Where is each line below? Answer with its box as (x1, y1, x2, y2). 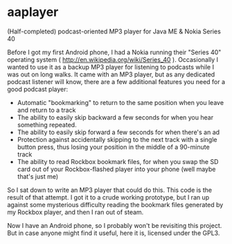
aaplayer (7, 4, 59, 20)
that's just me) (17, 172, 59, 181)
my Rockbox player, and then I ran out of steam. (7, 208, 144, 216)
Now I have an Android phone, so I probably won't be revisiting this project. (7, 221, 222, 229)
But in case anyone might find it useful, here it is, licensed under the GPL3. (7, 229, 220, 237)
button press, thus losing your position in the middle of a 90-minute (17, 143, 210, 151)
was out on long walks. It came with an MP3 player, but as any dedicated (7, 70, 215, 79)
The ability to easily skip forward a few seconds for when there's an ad (17, 128, 220, 136)
